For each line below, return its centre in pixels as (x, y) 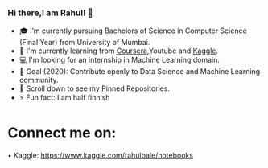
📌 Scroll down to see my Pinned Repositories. (95, 88)
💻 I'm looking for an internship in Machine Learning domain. (120, 60)
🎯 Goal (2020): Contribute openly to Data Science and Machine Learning (140, 72)
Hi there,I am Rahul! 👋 (50, 13)
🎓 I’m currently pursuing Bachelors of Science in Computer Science (133, 31)
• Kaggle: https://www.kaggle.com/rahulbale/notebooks (101, 155)
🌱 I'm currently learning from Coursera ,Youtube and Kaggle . (119, 51)
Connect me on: (62, 133)
